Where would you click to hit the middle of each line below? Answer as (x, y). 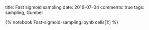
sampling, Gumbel (24, 12)
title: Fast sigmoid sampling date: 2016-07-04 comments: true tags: (75, 7)
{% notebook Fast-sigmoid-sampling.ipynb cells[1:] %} (62, 22)
